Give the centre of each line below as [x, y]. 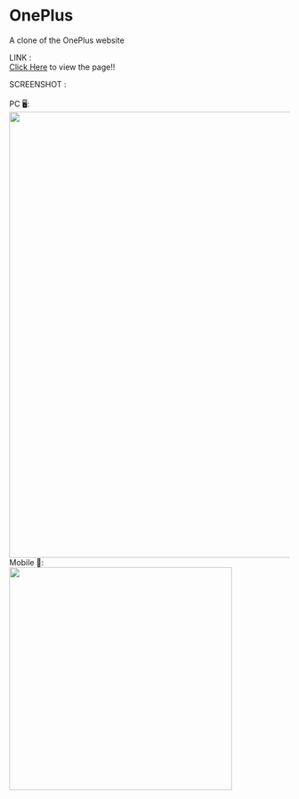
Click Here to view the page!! [62, 67]
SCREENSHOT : [38, 84]
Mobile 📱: [27, 562]
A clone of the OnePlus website [67, 40]
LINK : [20, 57]
